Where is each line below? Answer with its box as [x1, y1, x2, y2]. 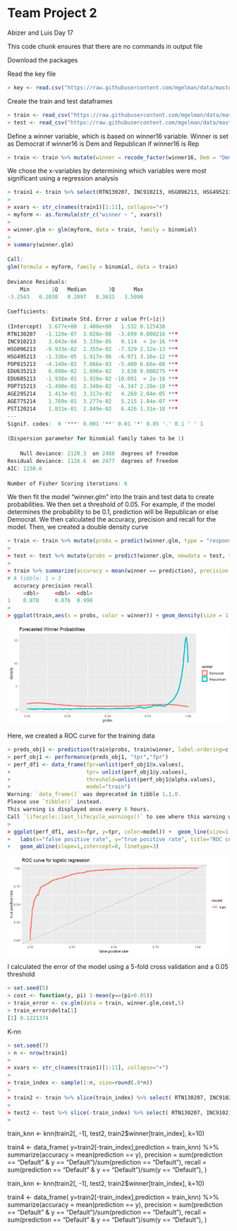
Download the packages [7, 55, 78, 64]
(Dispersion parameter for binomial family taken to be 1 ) [7, 435, 185, 442]
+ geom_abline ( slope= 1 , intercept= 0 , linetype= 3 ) [7, 843, 159, 850]
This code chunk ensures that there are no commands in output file [7, 42, 203, 50]
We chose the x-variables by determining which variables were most [7, 166, 207, 175]
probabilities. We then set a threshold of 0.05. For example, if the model [7, 500, 215, 509]
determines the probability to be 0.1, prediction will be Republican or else [7, 508, 219, 516]
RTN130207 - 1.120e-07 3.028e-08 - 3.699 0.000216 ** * [7, 331, 178, 338]
